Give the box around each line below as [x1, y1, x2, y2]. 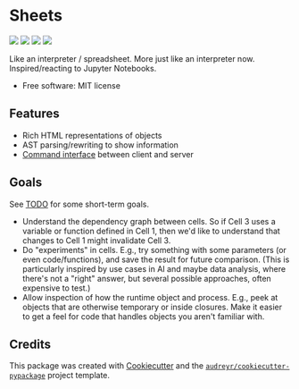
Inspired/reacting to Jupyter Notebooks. [9, 63, 157, 73]
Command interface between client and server [21, 148, 194, 159]
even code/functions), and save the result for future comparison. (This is [21, 254, 290, 265]
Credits [9, 336, 52, 351]
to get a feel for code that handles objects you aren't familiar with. [21, 310, 265, 322]
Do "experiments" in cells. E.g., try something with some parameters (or [21, 244, 287, 255]
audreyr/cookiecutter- [204, 362, 290, 371]
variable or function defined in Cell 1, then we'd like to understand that [21, 225, 281, 236]
